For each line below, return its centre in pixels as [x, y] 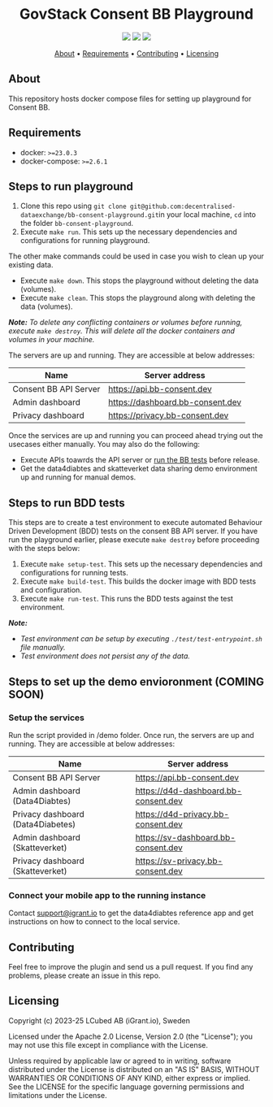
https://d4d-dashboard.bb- [188, 791]
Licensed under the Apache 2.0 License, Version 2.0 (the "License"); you [131, 1036]
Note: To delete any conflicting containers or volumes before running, [126, 323]
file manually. [43, 648]
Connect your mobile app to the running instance [107, 895]
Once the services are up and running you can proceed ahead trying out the [136, 436]
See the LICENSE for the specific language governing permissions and [126, 1087]
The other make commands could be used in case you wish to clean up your [136, 256]
